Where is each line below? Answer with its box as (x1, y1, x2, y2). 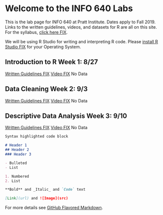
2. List (5, 178, 21, 183)
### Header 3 (5, 152, 32, 157)
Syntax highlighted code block (5, 134, 68, 139)
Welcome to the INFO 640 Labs (5, 3, 133, 14)
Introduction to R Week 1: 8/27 (5, 58, 98, 66)
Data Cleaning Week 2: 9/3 (5, 85, 88, 93)
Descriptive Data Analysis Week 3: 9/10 (5, 112, 127, 120)
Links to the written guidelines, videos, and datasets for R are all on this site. (5, 24, 157, 30)
